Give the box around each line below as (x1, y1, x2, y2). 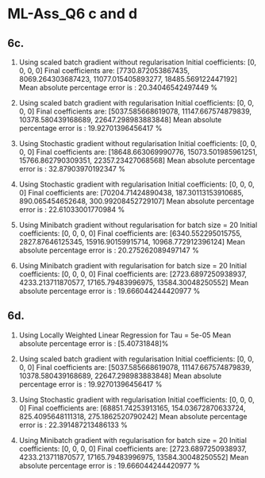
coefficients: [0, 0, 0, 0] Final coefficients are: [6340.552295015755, (18, 229, 243, 238)
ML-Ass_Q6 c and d (7, 5, 138, 23)
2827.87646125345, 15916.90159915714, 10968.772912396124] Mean (18, 237, 245, 246)
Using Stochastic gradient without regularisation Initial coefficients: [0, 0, (18, 139, 257, 148)
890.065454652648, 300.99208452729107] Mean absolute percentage (18, 196, 255, 206)
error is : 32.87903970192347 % (18, 164, 126, 173)
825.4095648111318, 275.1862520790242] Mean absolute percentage (18, 411, 248, 421)
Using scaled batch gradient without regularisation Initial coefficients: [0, (18, 57, 257, 67)
